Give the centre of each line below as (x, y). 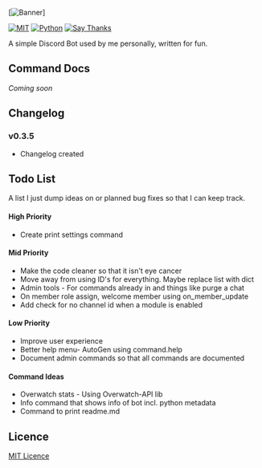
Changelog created (52, 153)
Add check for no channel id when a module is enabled (111, 304)
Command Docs (49, 69)
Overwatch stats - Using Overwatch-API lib (91, 394)
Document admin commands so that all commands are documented (132, 358)
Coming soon (31, 87)
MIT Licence (29, 456)
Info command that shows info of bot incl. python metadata (118, 403)
